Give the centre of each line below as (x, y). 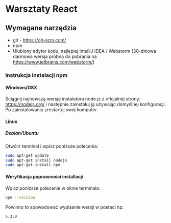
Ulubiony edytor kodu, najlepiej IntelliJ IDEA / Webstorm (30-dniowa (84, 51)
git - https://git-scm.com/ (39, 40)
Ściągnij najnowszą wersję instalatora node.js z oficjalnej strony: (73, 99)
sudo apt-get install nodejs (36, 160)
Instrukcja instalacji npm (36, 75)
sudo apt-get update (27, 155)
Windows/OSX (21, 87)
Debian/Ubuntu (22, 133)
